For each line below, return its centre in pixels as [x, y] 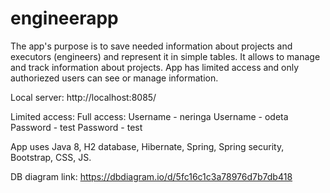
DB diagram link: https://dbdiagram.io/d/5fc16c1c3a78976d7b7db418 [151, 176]
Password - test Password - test [76, 127]
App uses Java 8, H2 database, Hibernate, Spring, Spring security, [147, 146]
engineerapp [64, 18]
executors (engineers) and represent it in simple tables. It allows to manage [165, 56]
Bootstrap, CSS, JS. [51, 157]
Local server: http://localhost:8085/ [83, 97]
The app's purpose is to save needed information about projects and [151, 46]
